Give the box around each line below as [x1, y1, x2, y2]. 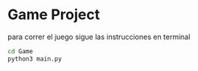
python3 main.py [7, 54, 62, 63]
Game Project [7, 6, 101, 24]
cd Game [7, 47, 34, 55]
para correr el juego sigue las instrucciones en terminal [7, 32, 191, 41]
